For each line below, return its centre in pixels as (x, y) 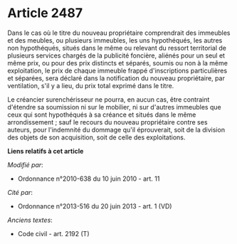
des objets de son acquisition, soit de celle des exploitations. (96, 137)
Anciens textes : (30, 220)
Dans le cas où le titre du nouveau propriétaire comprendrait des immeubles (119, 33)
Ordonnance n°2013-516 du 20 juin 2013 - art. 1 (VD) (95, 206)
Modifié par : (26, 164)
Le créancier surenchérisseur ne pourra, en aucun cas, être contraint (109, 99)
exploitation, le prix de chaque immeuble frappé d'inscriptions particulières (117, 70)
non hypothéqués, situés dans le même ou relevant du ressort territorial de (117, 48)
